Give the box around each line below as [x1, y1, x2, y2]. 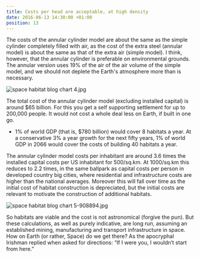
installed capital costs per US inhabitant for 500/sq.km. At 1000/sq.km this [6, 159, 190, 166]
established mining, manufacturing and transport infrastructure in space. [6, 227, 186, 234]
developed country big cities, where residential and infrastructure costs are [6, 172, 192, 179]
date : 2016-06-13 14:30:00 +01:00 [6, 14, 93, 20]
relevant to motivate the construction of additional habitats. [6, 191, 152, 198]
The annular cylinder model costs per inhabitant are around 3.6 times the [6, 152, 186, 160]
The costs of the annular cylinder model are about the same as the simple [6, 36, 188, 44]
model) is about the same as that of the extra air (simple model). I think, [6, 49, 183, 56]
